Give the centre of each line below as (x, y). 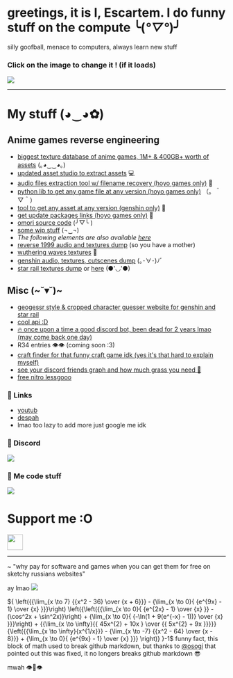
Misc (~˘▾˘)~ (35, 290)
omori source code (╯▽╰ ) (55, 223)
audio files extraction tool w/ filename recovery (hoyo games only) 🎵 (115, 183)
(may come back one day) (54, 337)
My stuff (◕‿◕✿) (56, 115)
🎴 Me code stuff (34, 476)
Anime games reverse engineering (83, 140)
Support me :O (50, 519)
